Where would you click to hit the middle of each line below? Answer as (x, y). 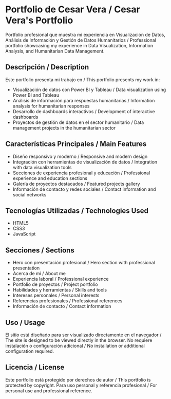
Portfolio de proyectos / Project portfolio (55, 284)
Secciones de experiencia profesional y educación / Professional (81, 173)
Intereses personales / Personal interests (56, 295)
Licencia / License (35, 367)
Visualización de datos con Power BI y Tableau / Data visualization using (89, 89)
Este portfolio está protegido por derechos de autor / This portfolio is (78, 379)
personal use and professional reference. (49, 391)
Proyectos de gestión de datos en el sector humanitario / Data (78, 122)
